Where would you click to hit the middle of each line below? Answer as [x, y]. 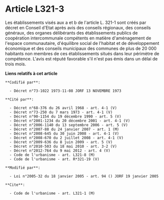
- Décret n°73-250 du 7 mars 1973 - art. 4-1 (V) [61, 112]
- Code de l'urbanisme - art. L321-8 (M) [52, 155]
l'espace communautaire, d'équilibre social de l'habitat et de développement [82, 43]
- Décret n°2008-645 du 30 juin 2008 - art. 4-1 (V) [64, 133]
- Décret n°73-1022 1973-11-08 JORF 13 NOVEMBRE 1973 [65, 91]
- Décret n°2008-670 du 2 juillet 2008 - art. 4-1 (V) [67, 138]
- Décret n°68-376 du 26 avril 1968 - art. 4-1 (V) [63, 108]
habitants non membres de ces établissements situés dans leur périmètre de [82, 53]
